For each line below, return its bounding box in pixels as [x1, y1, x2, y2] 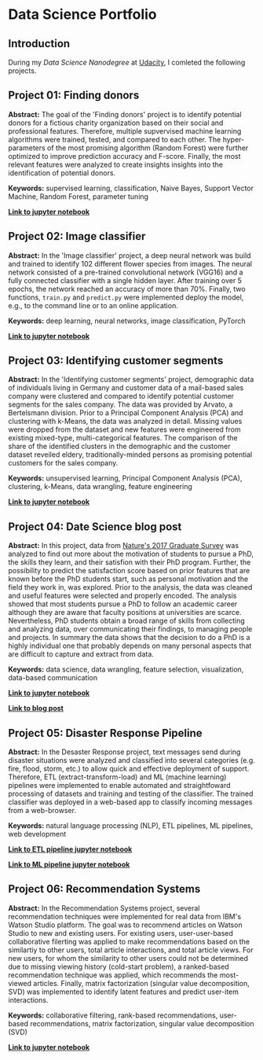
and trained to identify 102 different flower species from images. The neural [8, 259, 253, 268]
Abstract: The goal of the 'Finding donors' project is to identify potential [8, 109, 242, 119]
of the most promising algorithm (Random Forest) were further [46, 143, 249, 153]
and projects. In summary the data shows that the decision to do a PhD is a [8, 633, 250, 642]
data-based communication [8, 673, 98, 683]
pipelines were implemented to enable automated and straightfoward [8, 781, 231, 790]
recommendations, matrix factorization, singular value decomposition [30, 1018, 254, 1028]
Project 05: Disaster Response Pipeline [8, 726, 203, 740]
